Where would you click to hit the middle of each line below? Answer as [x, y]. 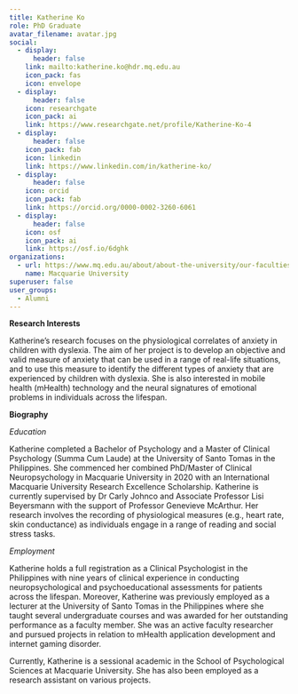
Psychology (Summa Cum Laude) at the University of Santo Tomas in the [142, 459]
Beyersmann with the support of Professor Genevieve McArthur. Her [134, 506]
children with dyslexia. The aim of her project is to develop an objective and [147, 350]
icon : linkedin [53, 158]
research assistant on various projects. [80, 680]
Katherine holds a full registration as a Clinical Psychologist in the [129, 569]
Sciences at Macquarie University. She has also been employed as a [134, 671]
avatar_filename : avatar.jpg [63, 34]
